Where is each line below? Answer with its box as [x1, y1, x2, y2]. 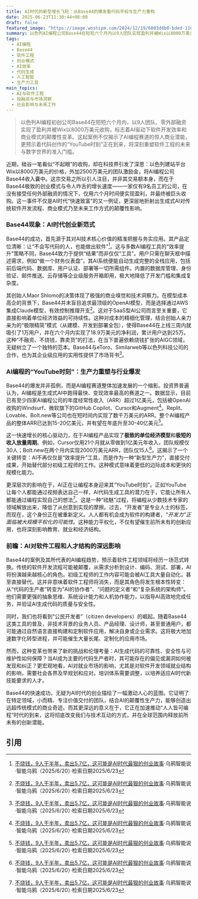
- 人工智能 [11, 74, 35, 80]
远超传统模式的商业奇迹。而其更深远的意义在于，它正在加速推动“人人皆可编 [6, 704, 189, 711]
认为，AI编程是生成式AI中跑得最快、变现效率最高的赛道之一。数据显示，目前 [6, 389, 191, 397]
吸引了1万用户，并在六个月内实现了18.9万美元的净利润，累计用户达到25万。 [6, 329, 189, 336]
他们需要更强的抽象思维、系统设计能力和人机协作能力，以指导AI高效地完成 [6, 592, 186, 600]
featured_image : [6, 25, 46, 31]
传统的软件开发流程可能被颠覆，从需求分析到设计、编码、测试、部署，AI [16, 563, 192, 571]
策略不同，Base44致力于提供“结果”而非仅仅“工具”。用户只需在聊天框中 [14, 250, 186, 257]
